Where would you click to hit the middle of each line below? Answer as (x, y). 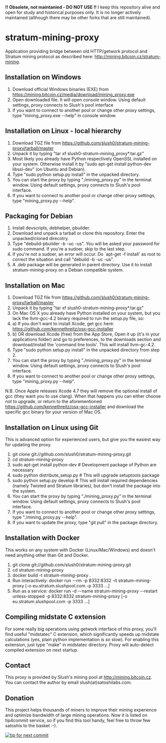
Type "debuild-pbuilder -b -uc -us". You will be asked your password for (86, 244)
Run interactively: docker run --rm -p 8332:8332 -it (65, 580)
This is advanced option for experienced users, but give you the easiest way (83, 439)
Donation (20, 698)
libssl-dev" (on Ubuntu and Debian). (49, 169)
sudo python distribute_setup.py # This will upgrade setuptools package (86, 475)
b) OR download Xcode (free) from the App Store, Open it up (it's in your (86, 334)
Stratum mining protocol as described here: (49, 56)
